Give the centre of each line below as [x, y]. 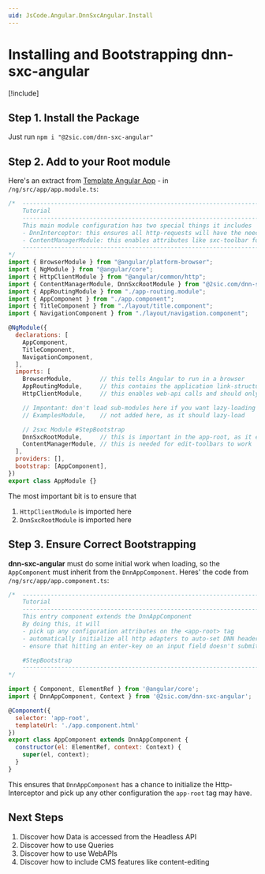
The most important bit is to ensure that [72, 496]
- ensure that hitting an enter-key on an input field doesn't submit [141, 646]
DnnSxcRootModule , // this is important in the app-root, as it [137, 437]
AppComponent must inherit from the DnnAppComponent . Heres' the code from [129, 572]
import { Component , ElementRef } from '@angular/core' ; [104, 689]
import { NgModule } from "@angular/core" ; [81, 270]
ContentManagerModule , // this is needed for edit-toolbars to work [137, 444]
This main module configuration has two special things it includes [137, 226]
